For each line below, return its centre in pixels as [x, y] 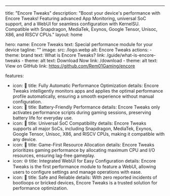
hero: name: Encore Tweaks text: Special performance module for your [79, 44]
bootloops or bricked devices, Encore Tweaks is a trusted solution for [85, 183]
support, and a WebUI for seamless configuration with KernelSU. [73, 24]
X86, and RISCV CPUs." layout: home [44, 34]
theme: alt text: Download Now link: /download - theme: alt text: [91, 61]
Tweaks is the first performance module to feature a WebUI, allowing [84, 167]
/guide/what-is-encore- [131, 55]
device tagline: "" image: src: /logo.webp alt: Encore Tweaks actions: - [79, 50]
